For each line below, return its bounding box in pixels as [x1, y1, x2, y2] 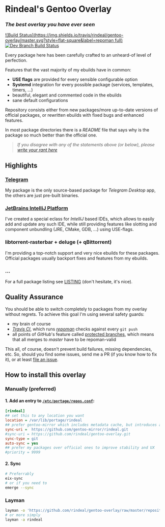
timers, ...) [12, 87, 33, 93]
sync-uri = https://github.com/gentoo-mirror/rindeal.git [5, 427, 129, 432]
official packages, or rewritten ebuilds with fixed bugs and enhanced [5, 112, 144, 118]
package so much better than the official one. [5, 132, 97, 138]
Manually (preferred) [5, 386, 56, 393]
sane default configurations [12, 98, 68, 103]
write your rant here [17, 147, 57, 153]
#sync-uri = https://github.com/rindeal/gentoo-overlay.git [5, 431, 131, 436]
